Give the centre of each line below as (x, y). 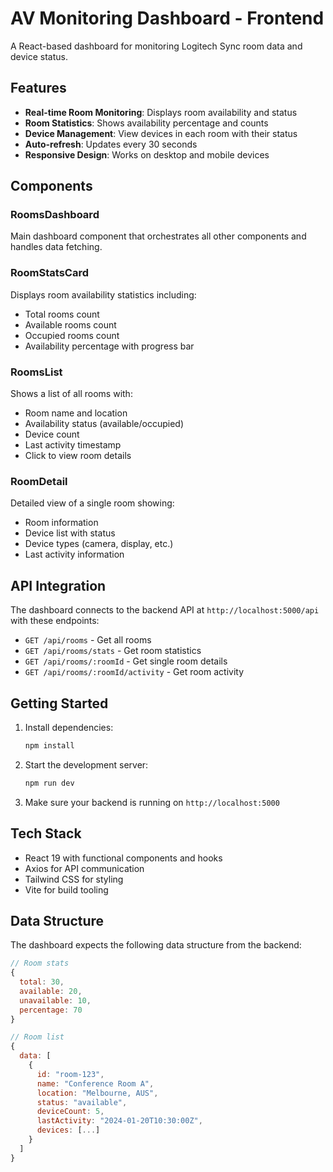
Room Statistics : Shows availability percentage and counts (146, 123)
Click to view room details (78, 456)
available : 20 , (51, 991)
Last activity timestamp (73, 445)
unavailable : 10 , (55, 1000)
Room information (61, 523)
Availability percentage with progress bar (109, 346)
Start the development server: (86, 764)
